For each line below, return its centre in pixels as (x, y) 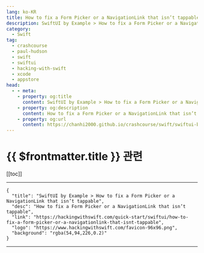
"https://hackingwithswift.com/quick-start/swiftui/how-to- (111, 217)
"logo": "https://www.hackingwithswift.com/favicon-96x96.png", (95, 228)
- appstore (25, 79)
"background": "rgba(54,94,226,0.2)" (59, 233)
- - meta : (24, 91)
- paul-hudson (29, 52)
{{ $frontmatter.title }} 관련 (74, 157)
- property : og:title (44, 96)
